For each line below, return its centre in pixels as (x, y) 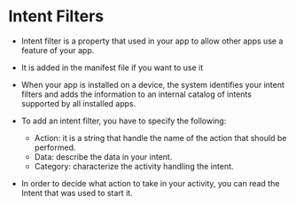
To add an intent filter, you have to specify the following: (124, 121)
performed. (55, 147)
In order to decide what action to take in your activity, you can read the (150, 183)
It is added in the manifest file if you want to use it (112, 67)
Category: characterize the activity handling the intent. (134, 166)
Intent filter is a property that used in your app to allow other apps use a (152, 41)
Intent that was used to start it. (77, 193)
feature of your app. (58, 50)
